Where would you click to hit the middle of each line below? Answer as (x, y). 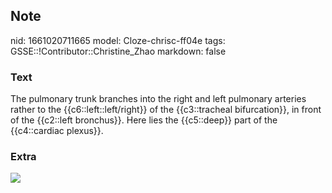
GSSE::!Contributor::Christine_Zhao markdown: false (118, 51)
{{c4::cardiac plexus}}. (57, 131)
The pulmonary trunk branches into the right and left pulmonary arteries (158, 99)
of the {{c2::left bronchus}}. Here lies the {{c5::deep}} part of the (144, 120)
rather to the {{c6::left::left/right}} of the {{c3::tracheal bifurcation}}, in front (166, 110)
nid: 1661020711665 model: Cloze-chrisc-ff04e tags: (118, 40)
